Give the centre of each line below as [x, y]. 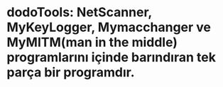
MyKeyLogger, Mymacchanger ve [109, 27]
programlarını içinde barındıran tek [111, 58]
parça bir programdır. [71, 72]
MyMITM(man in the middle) [92, 42]
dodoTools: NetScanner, [79, 12]
